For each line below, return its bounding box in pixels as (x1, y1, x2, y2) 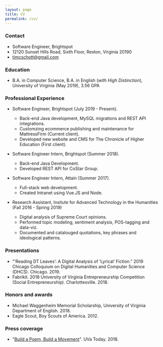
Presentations (5, 247, 40, 254)
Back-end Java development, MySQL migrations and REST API (19, 116, 146, 122)
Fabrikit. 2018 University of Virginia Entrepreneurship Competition (12, 274, 145, 280)
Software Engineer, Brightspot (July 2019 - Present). (12, 106, 118, 112)
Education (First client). (19, 142, 67, 148)
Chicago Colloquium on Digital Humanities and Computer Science (12, 263, 145, 270)
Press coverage (5, 325, 43, 332)
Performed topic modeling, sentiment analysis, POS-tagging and (19, 219, 150, 225)
